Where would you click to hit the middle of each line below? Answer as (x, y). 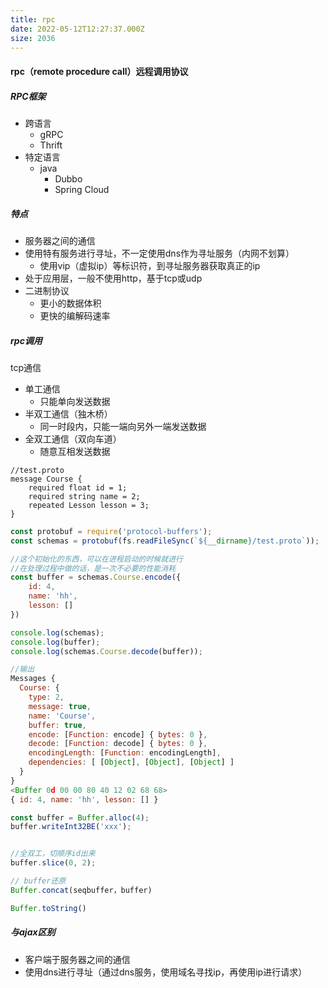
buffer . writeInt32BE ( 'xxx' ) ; (71, 827)
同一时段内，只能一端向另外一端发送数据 (123, 426)
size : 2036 (33, 38)
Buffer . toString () (48, 908)
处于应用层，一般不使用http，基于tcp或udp (113, 278)
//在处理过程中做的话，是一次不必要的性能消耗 (93, 568)
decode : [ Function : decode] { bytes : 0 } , (118, 744)
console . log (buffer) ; (55, 642)
